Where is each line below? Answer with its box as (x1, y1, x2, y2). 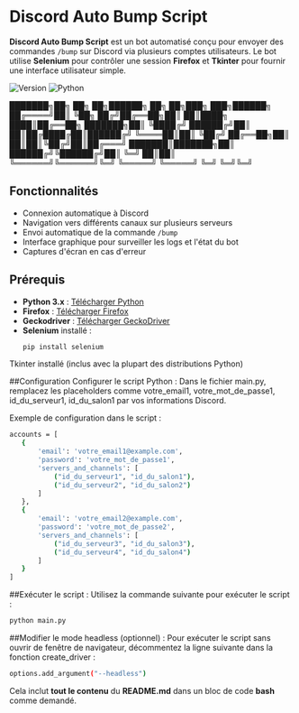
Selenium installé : (22, 325, 92, 336)
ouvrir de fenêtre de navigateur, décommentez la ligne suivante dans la (9, 643, 273, 653)
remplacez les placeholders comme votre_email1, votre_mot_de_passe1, (9, 385, 276, 396)
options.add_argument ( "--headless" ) (9, 670, 147, 679)
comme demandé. (9, 695, 77, 706)
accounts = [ (9, 431, 59, 440)
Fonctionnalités (9, 183, 99, 199)
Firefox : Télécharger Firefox (22, 305, 129, 317)
